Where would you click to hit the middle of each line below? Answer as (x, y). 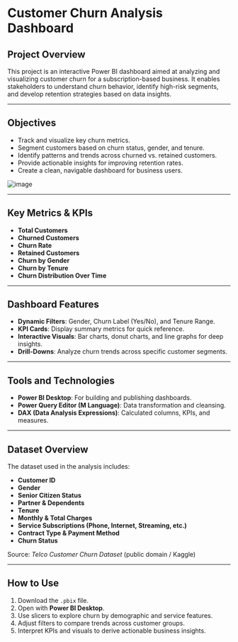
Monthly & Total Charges (55, 518)
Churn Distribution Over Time (62, 276)
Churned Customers (48, 238)
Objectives (32, 123)
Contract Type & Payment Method (69, 533)
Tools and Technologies (61, 380)
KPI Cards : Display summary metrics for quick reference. (101, 329)
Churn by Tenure (43, 268)
